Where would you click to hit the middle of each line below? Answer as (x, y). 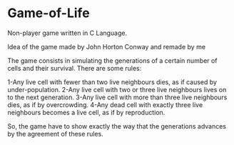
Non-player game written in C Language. (67, 33)
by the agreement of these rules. (55, 134)
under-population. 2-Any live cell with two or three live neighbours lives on (117, 89)
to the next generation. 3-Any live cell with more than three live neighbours (117, 97)
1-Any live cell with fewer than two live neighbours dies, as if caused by (112, 82)
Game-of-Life (49, 13)
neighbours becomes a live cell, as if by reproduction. (86, 112)
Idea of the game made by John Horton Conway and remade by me (106, 46)
